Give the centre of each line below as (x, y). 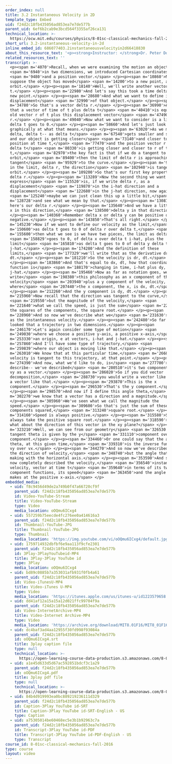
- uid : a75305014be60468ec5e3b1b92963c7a (55, 720)
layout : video (20, 754)
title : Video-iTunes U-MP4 (43, 587)
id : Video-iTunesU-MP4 (39, 582)
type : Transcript (33, 739)
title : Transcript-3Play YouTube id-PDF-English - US (73, 735)
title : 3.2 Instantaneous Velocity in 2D (50, 15)
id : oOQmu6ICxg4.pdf (36, 673)
